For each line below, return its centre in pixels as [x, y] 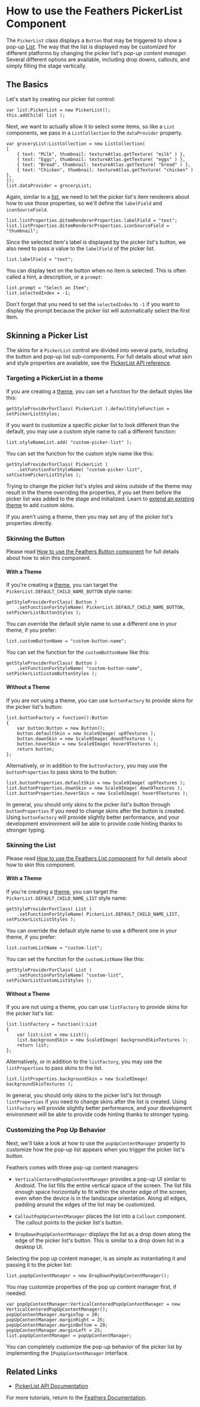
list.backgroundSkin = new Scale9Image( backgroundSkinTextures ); [102, 1040]
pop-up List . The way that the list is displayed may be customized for [91, 47]
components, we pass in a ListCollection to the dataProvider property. [95, 132]
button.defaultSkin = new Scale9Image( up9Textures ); [87, 733]
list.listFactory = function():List [52, 1024]
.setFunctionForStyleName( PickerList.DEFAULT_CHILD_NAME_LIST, [99, 914]
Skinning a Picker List [47, 336]
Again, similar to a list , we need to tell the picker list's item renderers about [98, 196]
